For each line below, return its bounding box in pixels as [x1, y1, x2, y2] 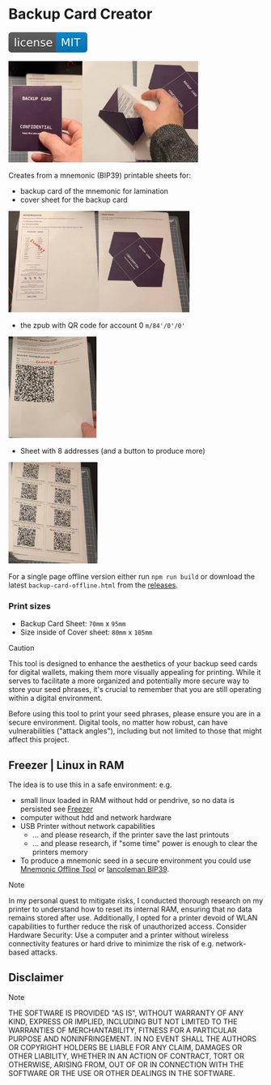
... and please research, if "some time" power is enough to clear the [32, 839, 258, 848]
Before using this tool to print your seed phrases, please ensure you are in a [8, 709, 261, 719]
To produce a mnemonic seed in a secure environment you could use [19, 856, 252, 865]
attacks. [31, 947, 58, 957]
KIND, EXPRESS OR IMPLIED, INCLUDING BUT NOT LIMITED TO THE [8, 1016, 238, 1026]
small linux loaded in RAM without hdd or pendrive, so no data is [19, 796, 235, 805]
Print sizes [8, 600, 51, 612]
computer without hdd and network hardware [19, 813, 172, 822]
